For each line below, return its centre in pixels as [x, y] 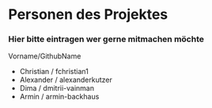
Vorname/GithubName [45, 56]
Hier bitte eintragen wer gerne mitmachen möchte [106, 39]
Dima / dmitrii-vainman [57, 88]
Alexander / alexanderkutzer [66, 80]
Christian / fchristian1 [54, 72]
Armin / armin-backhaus [59, 97]
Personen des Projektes [88, 15]
